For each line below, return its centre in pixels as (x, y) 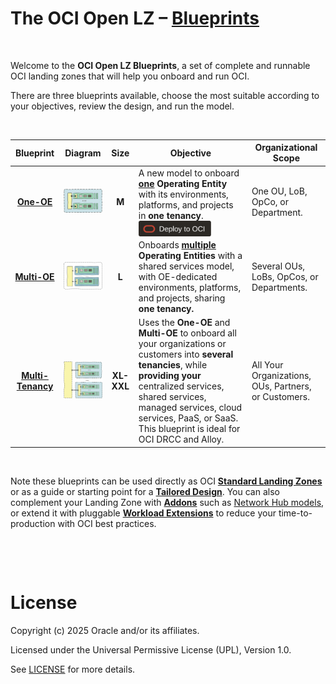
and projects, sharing (182, 298)
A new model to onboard (189, 173)
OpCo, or (270, 202)
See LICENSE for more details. (73, 669)
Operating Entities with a (190, 255)
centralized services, (181, 386)
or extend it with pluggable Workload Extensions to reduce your (143, 513)
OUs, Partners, (281, 386)
